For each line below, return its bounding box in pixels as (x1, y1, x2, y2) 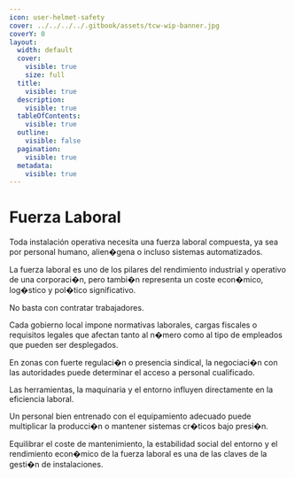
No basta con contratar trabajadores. (9, 303, 144, 313)
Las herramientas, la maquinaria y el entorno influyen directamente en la (9, 384, 274, 395)
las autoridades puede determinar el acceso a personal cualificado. (9, 367, 255, 378)
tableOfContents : (17, 112, 82, 120)
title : (17, 79, 42, 88)
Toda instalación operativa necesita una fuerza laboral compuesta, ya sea (9, 236, 279, 248)
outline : (17, 128, 50, 137)
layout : (9, 37, 38, 47)
